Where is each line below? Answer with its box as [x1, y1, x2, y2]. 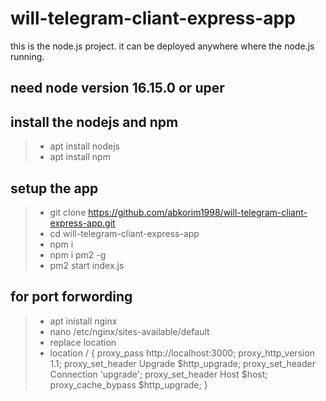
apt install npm [49, 151, 111, 163]
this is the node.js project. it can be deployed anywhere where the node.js [10, 40, 315, 52]
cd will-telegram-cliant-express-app [49, 227, 200, 239]
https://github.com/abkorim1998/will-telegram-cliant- [88, 206, 308, 218]
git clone [49, 206, 87, 218]
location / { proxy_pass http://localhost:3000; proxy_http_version [49, 347, 316, 359]
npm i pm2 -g [49, 248, 107, 261]
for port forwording [10, 288, 133, 306]
